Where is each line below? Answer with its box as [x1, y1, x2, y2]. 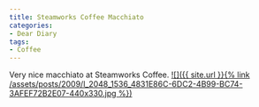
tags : [9, 37, 29, 46]
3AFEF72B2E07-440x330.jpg [9, 89, 117, 99]
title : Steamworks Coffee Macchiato [9, 12, 144, 22]
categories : [9, 21, 53, 30]
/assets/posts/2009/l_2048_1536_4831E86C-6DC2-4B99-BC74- [9, 79, 243, 89]
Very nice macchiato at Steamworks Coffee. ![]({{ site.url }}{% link [9, 69, 250, 80]
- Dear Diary [9, 29, 57, 38]
